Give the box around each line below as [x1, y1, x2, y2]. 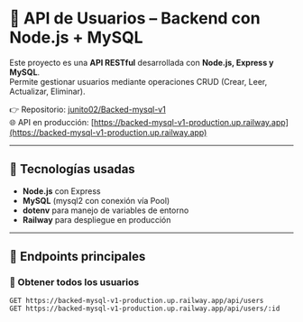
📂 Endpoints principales [9, 249, 146, 264]
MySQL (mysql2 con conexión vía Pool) [22, 195, 170, 206]
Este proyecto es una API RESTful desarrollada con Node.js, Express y [9, 57, 274, 68]
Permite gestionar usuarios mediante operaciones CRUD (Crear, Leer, [9, 76, 268, 87]
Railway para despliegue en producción [22, 214, 171, 225]
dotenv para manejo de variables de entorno [22, 205, 189, 216]
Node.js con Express [22, 185, 101, 197]
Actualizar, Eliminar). [9, 86, 86, 97]
